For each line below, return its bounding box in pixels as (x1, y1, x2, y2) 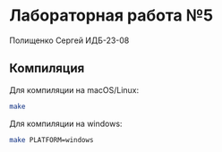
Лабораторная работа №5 (9, 5, 214, 26)
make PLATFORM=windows (9, 135, 94, 144)
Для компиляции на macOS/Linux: (9, 84, 140, 95)
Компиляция (9, 61, 85, 76)
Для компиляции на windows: (9, 118, 123, 129)
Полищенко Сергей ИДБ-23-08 (9, 35, 130, 46)
